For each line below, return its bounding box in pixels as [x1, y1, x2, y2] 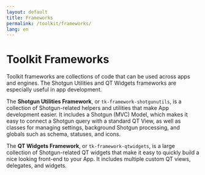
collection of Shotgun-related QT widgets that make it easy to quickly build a [6, 149, 199, 157]
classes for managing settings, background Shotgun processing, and [6, 124, 181, 131]
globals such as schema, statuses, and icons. [6, 130, 121, 138]
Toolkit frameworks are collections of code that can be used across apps [6, 73, 191, 80]
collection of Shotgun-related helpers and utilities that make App [6, 104, 170, 112]
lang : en [6, 26, 29, 33]
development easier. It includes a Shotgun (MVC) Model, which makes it [6, 111, 188, 119]
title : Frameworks [6, 15, 53, 21]
